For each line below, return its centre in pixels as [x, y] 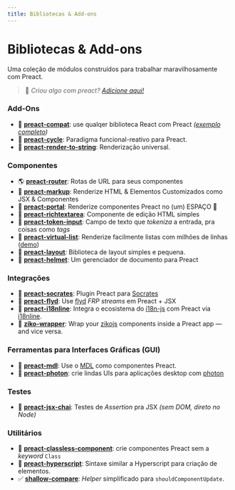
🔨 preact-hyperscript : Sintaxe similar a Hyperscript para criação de [117, 464]
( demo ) [28, 245]
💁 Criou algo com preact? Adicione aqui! [84, 90]
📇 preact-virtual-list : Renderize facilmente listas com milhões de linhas [122, 237]
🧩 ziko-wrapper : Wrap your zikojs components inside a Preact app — [120, 324]
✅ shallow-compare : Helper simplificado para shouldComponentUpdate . [121, 479]
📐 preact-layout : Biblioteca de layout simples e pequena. [101, 252]
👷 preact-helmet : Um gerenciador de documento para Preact [108, 260]
